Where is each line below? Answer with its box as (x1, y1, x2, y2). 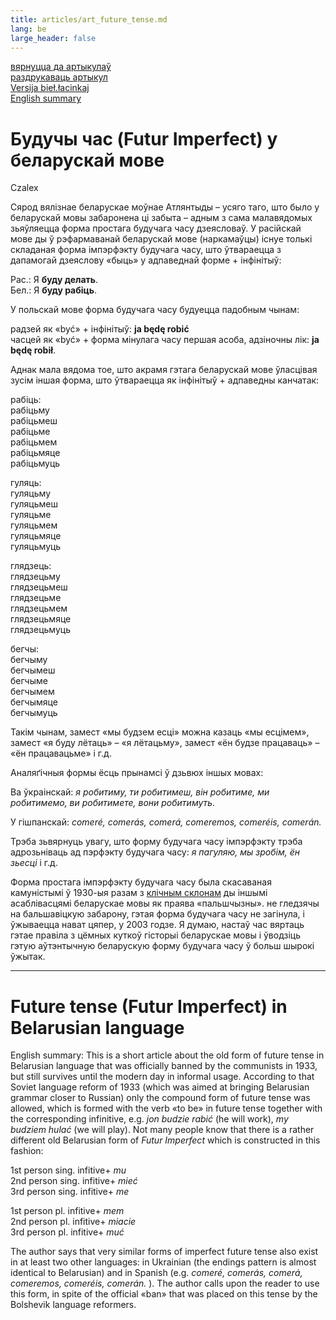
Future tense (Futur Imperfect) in (10, 995, 288, 1018)
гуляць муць (10, 541, 62, 553)
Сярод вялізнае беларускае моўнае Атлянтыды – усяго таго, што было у (10, 201, 320, 213)
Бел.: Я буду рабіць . (10, 284, 98, 296)
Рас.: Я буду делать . (10, 274, 99, 286)
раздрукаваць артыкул (10, 71, 108, 83)
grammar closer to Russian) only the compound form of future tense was (10, 1092, 311, 1104)
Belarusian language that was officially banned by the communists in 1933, (10, 1060, 318, 1072)
